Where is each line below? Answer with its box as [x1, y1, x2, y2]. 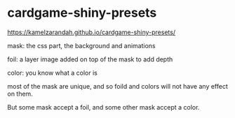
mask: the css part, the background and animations [7, 41, 156, 50]
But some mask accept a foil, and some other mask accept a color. [7, 103, 200, 111]
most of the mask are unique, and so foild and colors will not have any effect [7, 82, 228, 90]
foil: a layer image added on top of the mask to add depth [7, 54, 173, 64]
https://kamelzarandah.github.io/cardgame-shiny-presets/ [7, 28, 176, 36]
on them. [7, 89, 33, 98]
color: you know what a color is [7, 68, 98, 77]
